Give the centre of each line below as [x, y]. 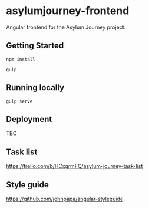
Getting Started [35, 46]
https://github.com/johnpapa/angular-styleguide [65, 199]
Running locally [35, 88]
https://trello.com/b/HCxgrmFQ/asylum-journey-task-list [74, 166]
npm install [21, 59]
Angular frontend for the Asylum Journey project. [66, 27]
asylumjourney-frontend [68, 11]
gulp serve [19, 101]
